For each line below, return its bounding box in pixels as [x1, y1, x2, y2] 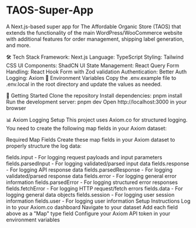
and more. [6, 42, 31, 49]
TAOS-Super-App [6, 4, 94, 17]
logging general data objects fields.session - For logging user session [6, 191, 175, 198]
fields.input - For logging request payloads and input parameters [6, 153, 163, 160]
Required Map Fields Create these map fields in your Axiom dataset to [6, 136, 175, 143]
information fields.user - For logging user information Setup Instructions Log [6, 197, 191, 204]
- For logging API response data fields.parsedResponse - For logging [6, 166, 173, 173]
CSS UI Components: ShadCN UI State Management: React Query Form [6, 62, 180, 69]
